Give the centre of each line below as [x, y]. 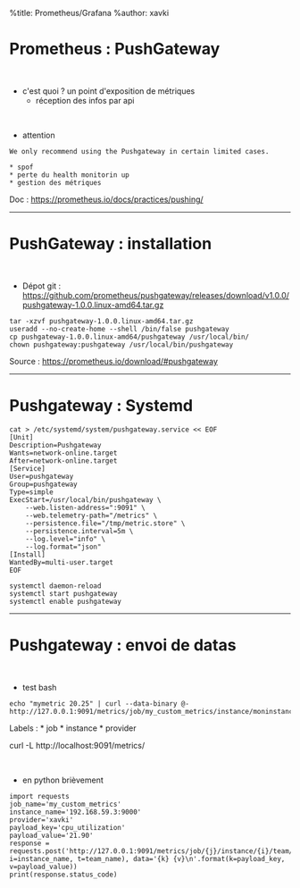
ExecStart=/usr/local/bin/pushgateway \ [86, 499]
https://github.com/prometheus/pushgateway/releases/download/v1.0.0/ [156, 295]
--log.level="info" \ [65, 539]
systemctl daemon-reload [55, 586]
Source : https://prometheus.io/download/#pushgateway [114, 361]
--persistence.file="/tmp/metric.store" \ [105, 523]
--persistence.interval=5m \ [79, 531]
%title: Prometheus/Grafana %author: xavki [89, 13]
